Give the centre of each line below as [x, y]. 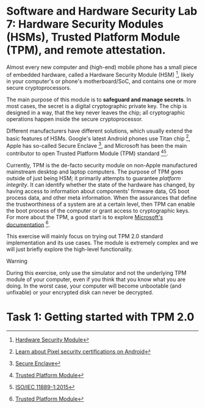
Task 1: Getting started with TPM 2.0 [100, 317]
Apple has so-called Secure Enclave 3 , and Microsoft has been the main [97, 145]
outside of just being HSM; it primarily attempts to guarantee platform [94, 178]
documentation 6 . [28, 224]
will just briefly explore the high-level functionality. [70, 249]
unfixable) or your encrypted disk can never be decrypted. [80, 293]
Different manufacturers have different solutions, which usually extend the [99, 131]
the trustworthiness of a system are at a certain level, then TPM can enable [101, 204]
